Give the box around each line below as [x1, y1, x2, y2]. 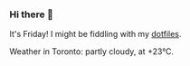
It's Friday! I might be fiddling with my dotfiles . [9, 29, 182, 40]
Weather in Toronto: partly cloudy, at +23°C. [9, 46, 175, 57]
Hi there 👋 [9, 8, 54, 21]
